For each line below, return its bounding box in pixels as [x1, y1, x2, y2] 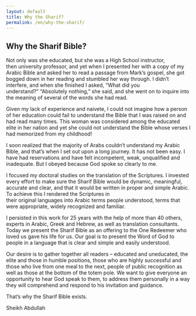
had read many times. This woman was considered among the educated [6, 118, 180, 125]
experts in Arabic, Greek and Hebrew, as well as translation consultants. [6, 220, 180, 227]
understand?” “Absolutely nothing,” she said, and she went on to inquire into [6, 88, 190, 95]
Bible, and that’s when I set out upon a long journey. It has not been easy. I [6, 148, 185, 155]
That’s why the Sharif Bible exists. [6, 293, 88, 300]
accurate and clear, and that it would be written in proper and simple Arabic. [6, 184, 190, 191]
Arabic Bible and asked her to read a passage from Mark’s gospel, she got [6, 69, 185, 76]
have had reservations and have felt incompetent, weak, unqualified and [6, 154, 180, 161]
